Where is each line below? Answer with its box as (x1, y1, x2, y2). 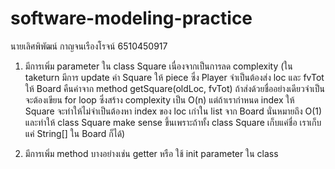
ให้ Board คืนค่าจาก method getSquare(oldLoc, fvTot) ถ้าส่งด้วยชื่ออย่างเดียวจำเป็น (24, 82, 325, 94)
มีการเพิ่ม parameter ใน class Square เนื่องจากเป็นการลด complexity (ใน (24, 60, 293, 72)
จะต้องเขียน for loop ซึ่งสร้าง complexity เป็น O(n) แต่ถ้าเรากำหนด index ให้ (24, 93, 295, 106)
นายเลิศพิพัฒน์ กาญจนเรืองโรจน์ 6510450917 (10, 40, 168, 52)
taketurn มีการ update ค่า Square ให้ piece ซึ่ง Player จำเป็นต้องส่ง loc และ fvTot (24, 71, 325, 83)
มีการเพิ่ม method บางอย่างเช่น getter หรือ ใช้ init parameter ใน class (24, 147, 279, 159)
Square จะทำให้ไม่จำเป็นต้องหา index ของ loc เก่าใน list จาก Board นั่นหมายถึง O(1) (24, 105, 323, 117)
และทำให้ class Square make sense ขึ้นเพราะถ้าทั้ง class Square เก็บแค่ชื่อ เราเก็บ (24, 116, 322, 128)
